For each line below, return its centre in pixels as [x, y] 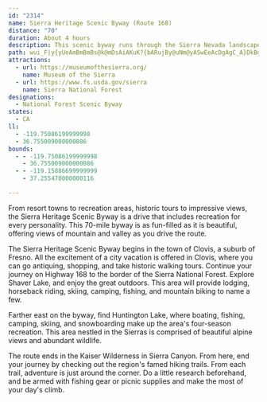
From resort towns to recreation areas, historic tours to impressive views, [128, 208]
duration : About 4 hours [49, 38]
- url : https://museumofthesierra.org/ [81, 68]
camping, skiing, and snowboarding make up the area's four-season [120, 323]
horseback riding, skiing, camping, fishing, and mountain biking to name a [129, 291]
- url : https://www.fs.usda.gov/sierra [81, 82]
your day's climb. [37, 389]
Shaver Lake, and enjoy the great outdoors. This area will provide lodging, [129, 283]
